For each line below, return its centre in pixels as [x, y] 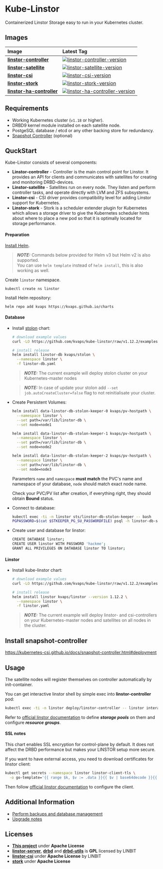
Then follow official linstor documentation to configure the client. [70, 787]
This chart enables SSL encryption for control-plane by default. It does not [80, 745]
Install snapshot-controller [46, 640]
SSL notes [16, 733]
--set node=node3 [34, 469]
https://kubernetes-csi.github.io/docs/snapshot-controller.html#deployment [81, 652]
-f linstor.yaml [33, 606]
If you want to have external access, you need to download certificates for [79, 759]
